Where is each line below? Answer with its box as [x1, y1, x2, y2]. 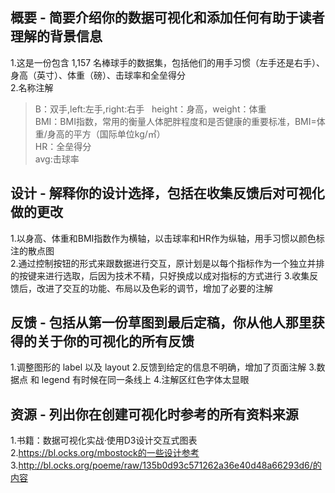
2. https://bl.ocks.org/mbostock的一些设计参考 [10, 447, 200, 459]
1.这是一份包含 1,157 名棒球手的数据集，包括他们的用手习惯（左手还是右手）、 [10, 56, 326, 68]
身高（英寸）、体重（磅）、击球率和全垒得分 [10, 69, 186, 81]
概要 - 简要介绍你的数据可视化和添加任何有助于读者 [10, 9, 325, 27]
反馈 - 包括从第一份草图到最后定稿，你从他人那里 [10, 314, 312, 332]
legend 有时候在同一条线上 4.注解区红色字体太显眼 [41, 374, 250, 386]
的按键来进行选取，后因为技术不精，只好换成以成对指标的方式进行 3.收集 [10, 269, 310, 282]
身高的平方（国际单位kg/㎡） [46, 128, 166, 140]
